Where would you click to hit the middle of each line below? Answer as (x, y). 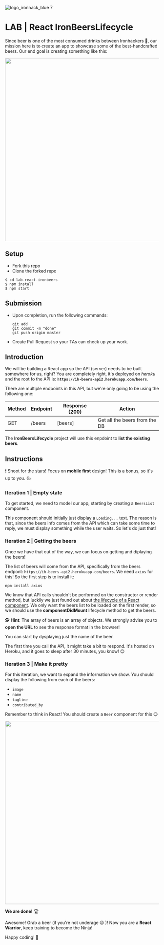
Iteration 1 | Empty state (34, 493)
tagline (20, 700)
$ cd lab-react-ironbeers (31, 280)
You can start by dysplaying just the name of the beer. (59, 636)
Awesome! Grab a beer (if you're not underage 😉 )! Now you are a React (78, 923)
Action (127, 409)
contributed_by (28, 705)
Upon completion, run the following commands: (60, 315)
